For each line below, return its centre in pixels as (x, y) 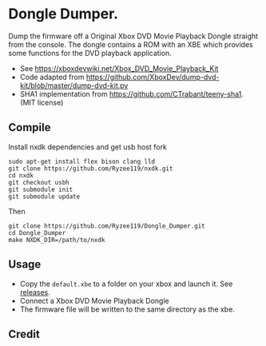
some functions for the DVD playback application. (90, 53)
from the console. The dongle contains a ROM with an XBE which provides (131, 44)
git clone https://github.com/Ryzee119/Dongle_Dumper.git (107, 226)
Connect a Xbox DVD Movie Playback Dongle (94, 300)
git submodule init (41, 189)
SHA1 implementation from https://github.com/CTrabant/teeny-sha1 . (131, 93)
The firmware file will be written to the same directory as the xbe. (127, 309)
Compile (30, 127)
